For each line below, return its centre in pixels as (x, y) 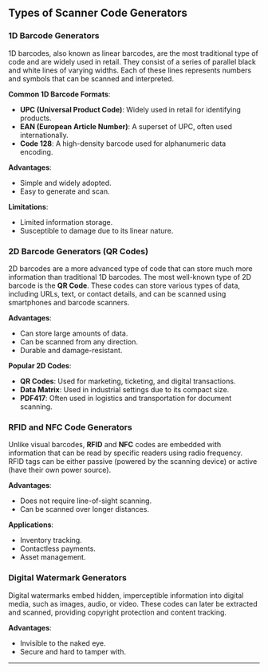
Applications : (31, 525)
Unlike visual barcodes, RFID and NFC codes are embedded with (115, 445)
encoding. (36, 151)
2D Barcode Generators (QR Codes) (79, 251)
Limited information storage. (66, 222)
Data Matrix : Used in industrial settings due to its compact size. (124, 389)
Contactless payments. (57, 548)
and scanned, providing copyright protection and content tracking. (118, 612)
